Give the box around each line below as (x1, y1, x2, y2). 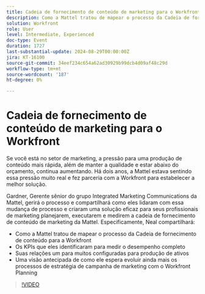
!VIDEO (21, 281, 40, 289)
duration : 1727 (6, 43, 45, 49)
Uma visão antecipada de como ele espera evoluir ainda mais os (15, 256, 178, 264)
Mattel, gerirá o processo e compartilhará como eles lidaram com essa (6, 199, 184, 206)
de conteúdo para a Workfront (15, 237, 92, 244)
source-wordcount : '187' (6, 71, 70, 77)
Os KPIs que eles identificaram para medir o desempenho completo (15, 243, 185, 251)
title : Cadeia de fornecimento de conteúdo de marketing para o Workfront (6, 9, 201, 15)
